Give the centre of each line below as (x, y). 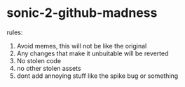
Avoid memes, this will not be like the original (82, 46)
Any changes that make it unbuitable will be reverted (92, 53)
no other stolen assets (49, 68)
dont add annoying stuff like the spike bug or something (97, 76)
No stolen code (39, 60)
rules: (15, 32)
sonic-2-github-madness (82, 13)
